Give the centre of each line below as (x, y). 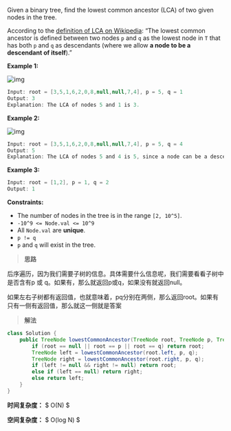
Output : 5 (21, 150)
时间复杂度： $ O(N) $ (38, 405)
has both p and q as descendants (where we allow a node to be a (99, 45)
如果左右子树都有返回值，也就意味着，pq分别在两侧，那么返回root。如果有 (113, 297)
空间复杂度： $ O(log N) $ (44, 419)
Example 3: (23, 170)
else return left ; (58, 379)
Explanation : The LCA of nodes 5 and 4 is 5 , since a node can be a (107, 157)
